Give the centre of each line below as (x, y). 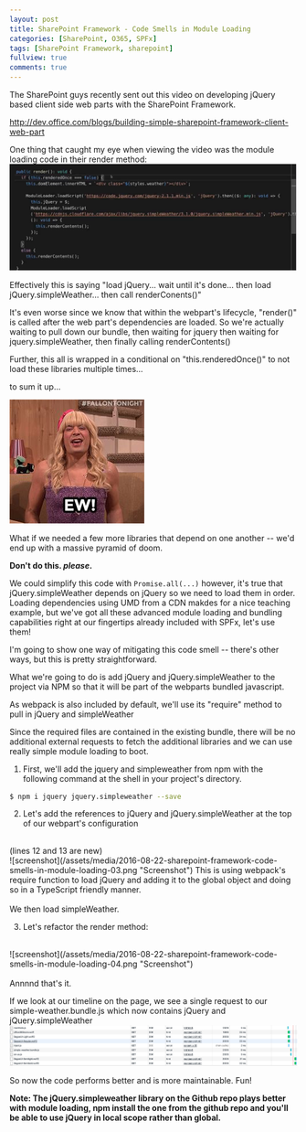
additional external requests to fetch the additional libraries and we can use (151, 742)
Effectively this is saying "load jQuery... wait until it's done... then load (141, 284)
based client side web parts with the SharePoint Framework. (122, 104)
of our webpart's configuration (80, 824)
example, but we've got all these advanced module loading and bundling (146, 612)
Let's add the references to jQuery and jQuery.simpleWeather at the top (157, 814)
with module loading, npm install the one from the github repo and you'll (149, 1108)
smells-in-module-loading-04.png (74, 964)
